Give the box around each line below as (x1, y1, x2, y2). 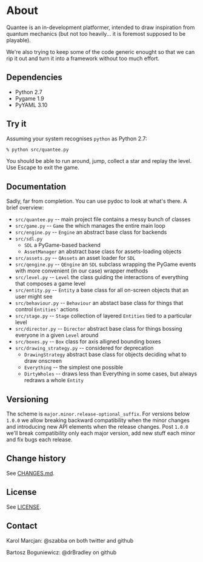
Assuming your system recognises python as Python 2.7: (6, 134, 147, 142)
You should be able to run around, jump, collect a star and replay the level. (6, 157, 192, 165)
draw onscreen (24, 357, 62, 365)
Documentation (6, 181, 67, 191)
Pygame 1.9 (15, 94, 44, 102)
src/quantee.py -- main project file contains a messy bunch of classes (15, 216, 191, 223)
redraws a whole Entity (24, 377, 84, 384)
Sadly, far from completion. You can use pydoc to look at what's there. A (6, 197, 187, 205)
